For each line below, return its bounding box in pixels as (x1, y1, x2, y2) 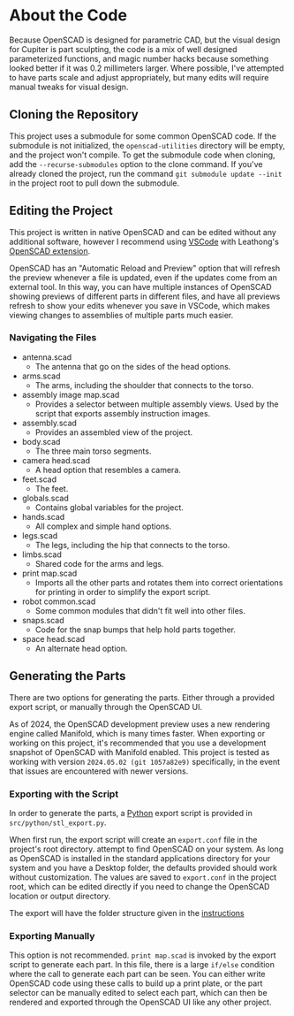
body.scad (21, 436, 61, 447)
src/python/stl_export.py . (9, 817, 107, 828)
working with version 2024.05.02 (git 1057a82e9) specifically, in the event (9, 756, 281, 767)
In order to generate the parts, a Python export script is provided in (9, 807, 253, 818)
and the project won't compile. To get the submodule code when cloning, (9, 149, 275, 160)
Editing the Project (9, 203, 113, 218)
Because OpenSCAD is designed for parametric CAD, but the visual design (9, 34, 281, 45)
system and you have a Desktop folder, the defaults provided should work (9, 862, 278, 873)
